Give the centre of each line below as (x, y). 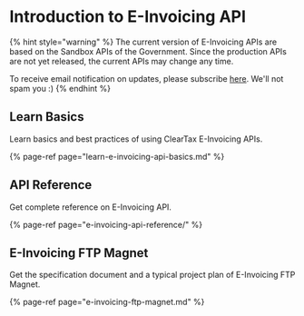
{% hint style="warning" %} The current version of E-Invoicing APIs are (143, 42)
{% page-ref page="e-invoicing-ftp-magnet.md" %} (107, 302)
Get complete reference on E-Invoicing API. (91, 207)
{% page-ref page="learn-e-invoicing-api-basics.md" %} (117, 156)
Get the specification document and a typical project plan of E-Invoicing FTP (152, 275)
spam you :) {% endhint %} (60, 88)
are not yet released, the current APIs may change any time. (122, 61)
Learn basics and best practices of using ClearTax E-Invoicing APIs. (136, 139)
